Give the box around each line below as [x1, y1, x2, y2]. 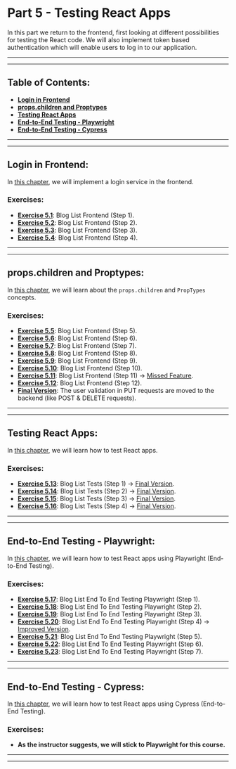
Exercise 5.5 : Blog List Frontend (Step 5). [17, 326, 138, 335]
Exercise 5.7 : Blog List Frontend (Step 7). [17, 341, 137, 349]
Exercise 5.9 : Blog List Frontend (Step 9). [17, 356, 138, 365]
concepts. [7, 293, 37, 302]
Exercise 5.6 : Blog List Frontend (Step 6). [17, 334, 138, 342]
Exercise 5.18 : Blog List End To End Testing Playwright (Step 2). [17, 602, 202, 611]
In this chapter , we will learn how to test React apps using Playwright [7, 554, 206, 562]
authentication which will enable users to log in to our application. [7, 43, 197, 51]
